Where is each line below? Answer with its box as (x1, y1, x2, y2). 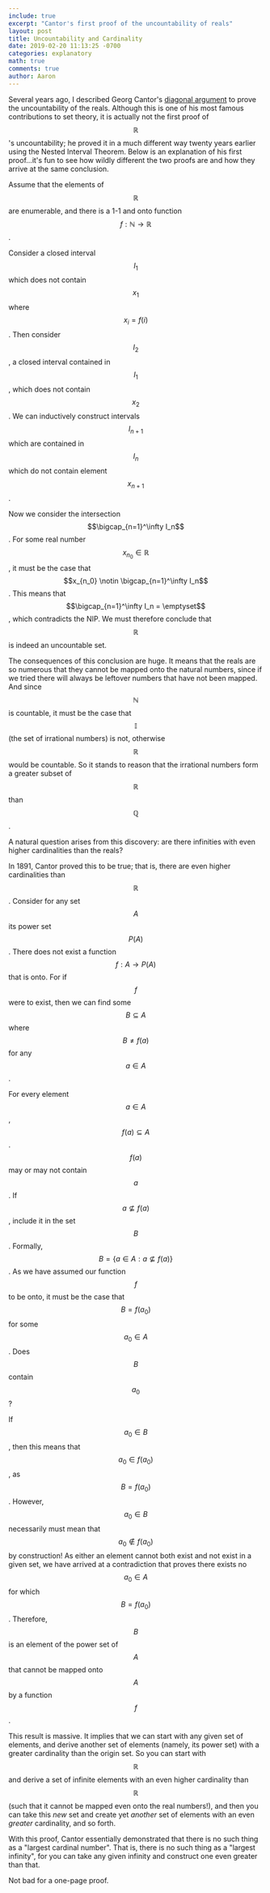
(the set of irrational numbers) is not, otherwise (8, 733, 166, 743)
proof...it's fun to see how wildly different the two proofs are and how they (8, 155, 255, 165)
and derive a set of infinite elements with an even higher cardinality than (8, 1775, 249, 1784)
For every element (8, 1089, 70, 1099)
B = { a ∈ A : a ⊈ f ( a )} (98, 1253, 174, 1263)
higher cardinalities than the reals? (8, 845, 124, 855)
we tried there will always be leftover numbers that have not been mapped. (8, 673, 258, 683)
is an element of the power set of (8, 1639, 119, 1649)
